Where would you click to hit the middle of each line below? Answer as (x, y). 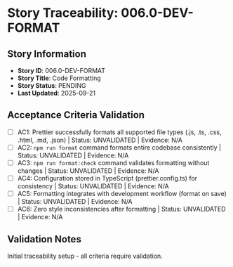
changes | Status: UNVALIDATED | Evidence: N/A (88, 171)
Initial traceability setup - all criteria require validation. (85, 256)
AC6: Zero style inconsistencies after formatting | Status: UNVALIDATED (121, 209)
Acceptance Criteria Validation (76, 115)
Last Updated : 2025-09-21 (56, 93)
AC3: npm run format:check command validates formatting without (113, 162)
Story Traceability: (63, 13)
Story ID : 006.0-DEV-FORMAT (61, 71)
